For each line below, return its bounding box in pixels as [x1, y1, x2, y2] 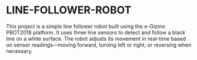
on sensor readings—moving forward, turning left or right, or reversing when [6, 41, 192, 48]
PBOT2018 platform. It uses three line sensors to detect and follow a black [6, 29, 186, 36]
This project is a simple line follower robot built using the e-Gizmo [6, 23, 166, 30]
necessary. [6, 47, 34, 54]
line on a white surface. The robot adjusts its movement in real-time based [6, 35, 186, 42]
